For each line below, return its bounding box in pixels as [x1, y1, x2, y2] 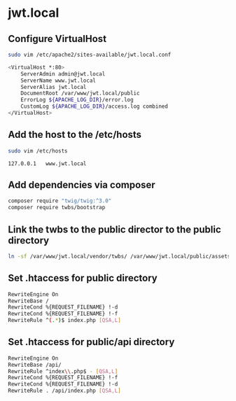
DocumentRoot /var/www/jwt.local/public [20, 90, 140, 97]
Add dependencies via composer [8, 178, 156, 190]
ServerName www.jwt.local [20, 77, 97, 84]
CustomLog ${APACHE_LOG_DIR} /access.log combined [20, 103, 169, 110]
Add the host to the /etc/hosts [8, 129, 142, 141]
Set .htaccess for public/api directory [8, 336, 175, 348]
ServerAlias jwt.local [20, 83, 87, 90]
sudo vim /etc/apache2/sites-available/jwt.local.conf [8, 51, 172, 58]
